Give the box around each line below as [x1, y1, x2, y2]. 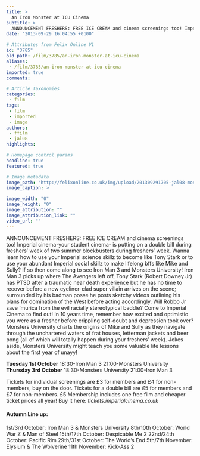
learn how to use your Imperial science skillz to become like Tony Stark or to [6, 253, 193, 260]
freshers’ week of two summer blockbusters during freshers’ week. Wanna [6, 247, 189, 254]
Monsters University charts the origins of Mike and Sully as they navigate [6, 323, 186, 330]
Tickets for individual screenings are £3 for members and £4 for [6, 378, 163, 385]
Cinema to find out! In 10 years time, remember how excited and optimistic [6, 310, 189, 318]
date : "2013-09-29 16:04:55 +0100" [6, 31, 95, 37]
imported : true [6, 69, 44, 75]
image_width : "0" [6, 196, 49, 202]
